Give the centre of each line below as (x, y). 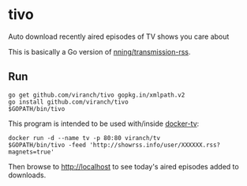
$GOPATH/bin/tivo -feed (47, 145)
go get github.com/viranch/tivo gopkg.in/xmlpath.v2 (97, 95)
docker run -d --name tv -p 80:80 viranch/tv (84, 138)
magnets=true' (32, 152)
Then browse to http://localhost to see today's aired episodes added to (123, 166)
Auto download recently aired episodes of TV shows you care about (119, 36)
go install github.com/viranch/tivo (68, 102)
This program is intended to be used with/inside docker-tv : (104, 123)
